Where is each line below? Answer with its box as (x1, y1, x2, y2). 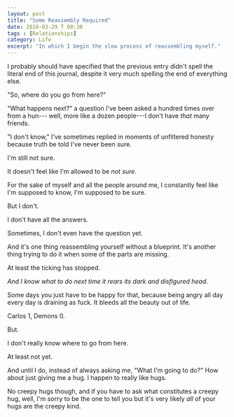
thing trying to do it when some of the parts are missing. (7, 250, 170, 258)
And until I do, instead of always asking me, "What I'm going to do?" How (7, 366, 219, 374)
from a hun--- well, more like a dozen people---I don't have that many (7, 111, 210, 120)
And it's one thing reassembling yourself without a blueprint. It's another (7, 242, 216, 251)
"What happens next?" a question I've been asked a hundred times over (7, 104, 215, 112)
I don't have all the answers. (7, 215, 89, 224)
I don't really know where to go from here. (7, 339, 129, 347)
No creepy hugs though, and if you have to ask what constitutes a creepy (7, 387, 219, 395)
